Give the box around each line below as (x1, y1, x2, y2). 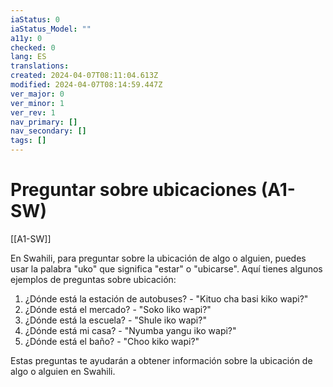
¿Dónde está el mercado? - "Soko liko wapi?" (24, 303, 212, 315)
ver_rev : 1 (10, 107, 56, 118)
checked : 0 (10, 42, 56, 53)
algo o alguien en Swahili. (10, 365, 116, 377)
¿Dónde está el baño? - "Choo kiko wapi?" (24, 335, 200, 347)
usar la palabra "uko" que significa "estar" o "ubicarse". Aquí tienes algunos (10, 262, 323, 275)
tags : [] (10, 136, 47, 146)
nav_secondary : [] (10, 126, 87, 136)
